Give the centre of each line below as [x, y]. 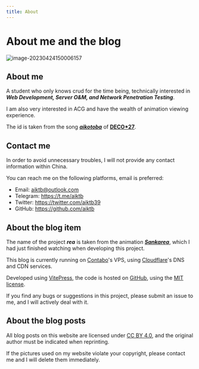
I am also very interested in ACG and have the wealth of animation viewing [97, 109]
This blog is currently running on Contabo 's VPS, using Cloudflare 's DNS [95, 260]
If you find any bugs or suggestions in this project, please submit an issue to [100, 296]
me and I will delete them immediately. [53, 359]
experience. [21, 115]
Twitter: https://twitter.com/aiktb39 [58, 202]
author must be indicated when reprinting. [58, 341]
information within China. [37, 167]
